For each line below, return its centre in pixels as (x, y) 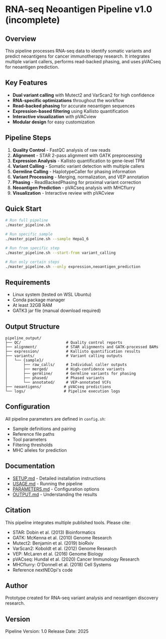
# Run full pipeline (27, 220)
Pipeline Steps (28, 138)
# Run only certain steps (32, 262)
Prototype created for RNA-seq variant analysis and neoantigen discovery (82, 598)
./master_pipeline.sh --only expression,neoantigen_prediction (73, 266)
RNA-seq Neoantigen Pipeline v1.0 (79, 9)
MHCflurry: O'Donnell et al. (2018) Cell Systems (62, 564)
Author (16, 586)
